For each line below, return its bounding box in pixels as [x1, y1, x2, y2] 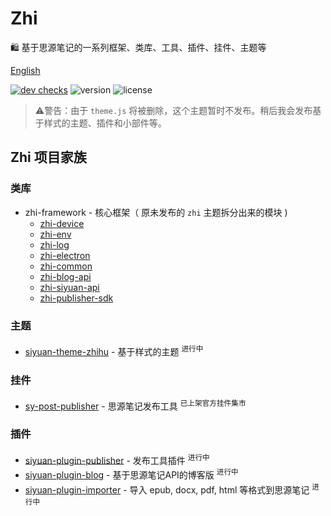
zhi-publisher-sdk [39, 292, 114, 304]
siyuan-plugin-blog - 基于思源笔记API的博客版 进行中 [24, 467, 239, 481]
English [10, 64, 41, 76]
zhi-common [39, 260, 93, 272]
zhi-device [39, 217, 85, 229]
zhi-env [39, 228, 72, 240]
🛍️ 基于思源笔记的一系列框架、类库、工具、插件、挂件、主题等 [10, 41, 267, 53]
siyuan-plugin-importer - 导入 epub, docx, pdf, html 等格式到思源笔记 [24, 483, 310, 496]
